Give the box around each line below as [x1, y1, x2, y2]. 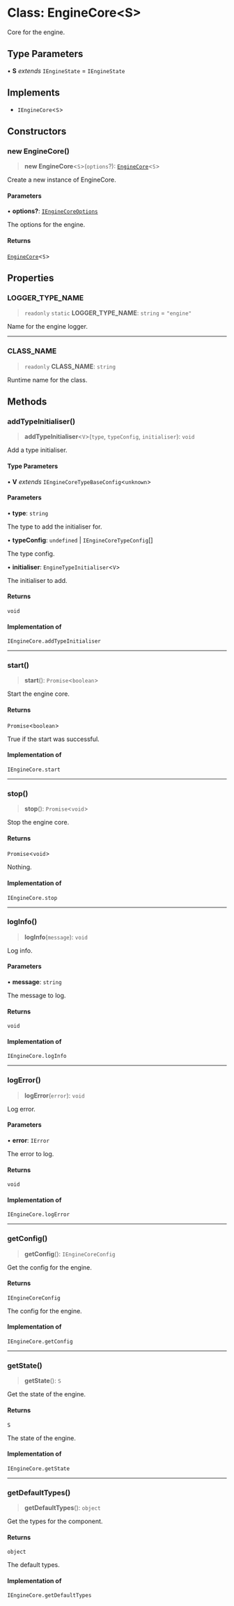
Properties [7, 272, 54, 284]
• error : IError [7, 1136, 50, 1144]
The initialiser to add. [7, 576, 68, 584]
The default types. [7, 1561, 61, 1569]
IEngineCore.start [7, 766, 61, 773]
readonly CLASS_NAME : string [24, 362, 116, 371]
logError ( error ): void [24, 1091, 85, 1100]
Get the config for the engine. [7, 1263, 93, 1272]
